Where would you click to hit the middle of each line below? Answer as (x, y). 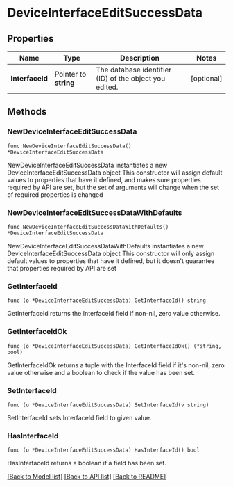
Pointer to (70, 74)
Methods (27, 112)
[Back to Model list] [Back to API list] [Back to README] (87, 477)
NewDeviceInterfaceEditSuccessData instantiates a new (87, 165)
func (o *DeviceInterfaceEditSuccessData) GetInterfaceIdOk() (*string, (114, 346)
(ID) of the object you (131, 78)
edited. (107, 87)
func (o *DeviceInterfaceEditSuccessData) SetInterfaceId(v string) (108, 405)
